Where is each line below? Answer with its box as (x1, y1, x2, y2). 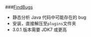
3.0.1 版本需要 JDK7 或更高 (12, 27, 67, 33)
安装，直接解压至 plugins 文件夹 (12, 21, 76, 26)
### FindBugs (5, 4, 33, 10)
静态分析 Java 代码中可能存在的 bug (12, 14, 87, 20)
